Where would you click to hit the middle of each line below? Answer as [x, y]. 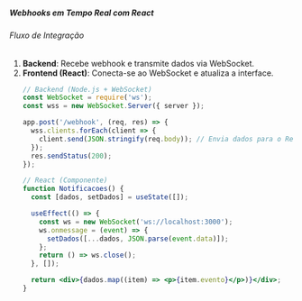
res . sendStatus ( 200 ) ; [72, 156]
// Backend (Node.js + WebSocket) [87, 89]
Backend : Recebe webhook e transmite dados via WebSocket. [138, 63]
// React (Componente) [65, 180]
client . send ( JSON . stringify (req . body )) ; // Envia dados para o [160, 139]
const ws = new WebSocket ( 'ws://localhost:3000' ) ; [136, 222]
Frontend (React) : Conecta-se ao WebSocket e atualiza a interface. [148, 73]
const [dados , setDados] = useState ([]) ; [110, 197]
